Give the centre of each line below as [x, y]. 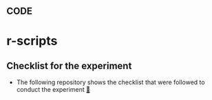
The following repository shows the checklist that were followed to [110, 82]
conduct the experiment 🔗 [53, 90]
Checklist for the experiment [69, 65]
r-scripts [32, 41]
